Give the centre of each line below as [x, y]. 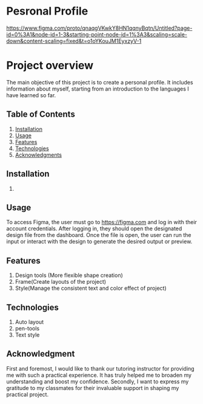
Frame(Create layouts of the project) [61, 282]
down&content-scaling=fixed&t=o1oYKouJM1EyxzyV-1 [74, 41]
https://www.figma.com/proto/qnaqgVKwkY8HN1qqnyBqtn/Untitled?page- [99, 28]
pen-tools [27, 328]
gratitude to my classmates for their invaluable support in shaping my [93, 388]
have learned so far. [31, 95]
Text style [27, 335]
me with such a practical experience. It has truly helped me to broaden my [99, 375]
